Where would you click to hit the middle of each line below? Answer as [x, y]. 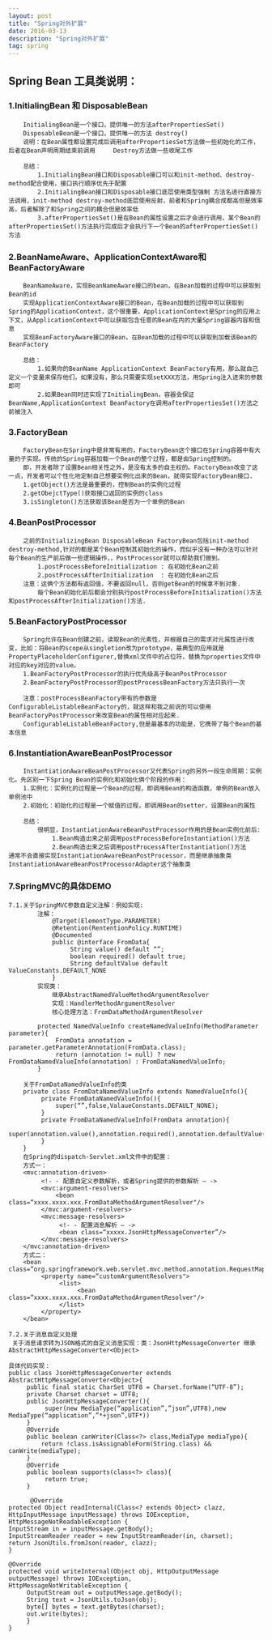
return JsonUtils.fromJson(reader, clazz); [83, 1543]
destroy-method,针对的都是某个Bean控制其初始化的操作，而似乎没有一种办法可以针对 [133, 549]
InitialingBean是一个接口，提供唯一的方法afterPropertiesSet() [124, 125]
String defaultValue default [119, 963]
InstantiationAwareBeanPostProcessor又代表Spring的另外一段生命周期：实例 [142, 771]
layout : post [30, 16]
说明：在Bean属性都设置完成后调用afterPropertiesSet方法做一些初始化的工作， [141, 142]
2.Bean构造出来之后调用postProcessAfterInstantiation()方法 [149, 847]
